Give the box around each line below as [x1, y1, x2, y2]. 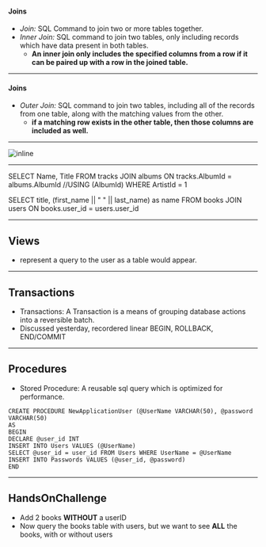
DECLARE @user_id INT [8, 434, 80, 443]
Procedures [8, 362, 67, 376]
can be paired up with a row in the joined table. [31, 58, 188, 67]
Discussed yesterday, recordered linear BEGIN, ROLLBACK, [19, 323, 214, 333]
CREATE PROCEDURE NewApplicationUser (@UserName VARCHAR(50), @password [8, 407, 253, 415]
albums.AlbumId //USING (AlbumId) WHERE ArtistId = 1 [8, 180, 188, 189]
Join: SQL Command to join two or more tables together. [19, 24, 204, 33]
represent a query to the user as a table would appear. [19, 255, 197, 265]
